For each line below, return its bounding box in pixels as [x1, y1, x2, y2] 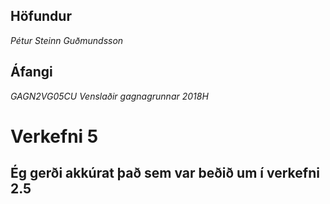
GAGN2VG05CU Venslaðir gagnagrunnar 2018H [10, 90, 209, 102]
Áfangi [10, 64, 53, 81]
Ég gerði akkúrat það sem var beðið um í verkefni [10, 165, 320, 182]
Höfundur [10, 8, 72, 25]
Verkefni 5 [10, 125, 99, 148]
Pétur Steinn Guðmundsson [10, 34, 124, 46]
